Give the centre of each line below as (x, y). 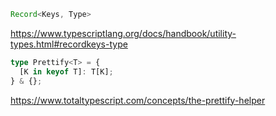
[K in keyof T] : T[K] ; (66, 71)
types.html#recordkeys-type (69, 44)
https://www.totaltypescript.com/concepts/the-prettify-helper (138, 100)
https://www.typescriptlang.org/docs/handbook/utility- (123, 33)
